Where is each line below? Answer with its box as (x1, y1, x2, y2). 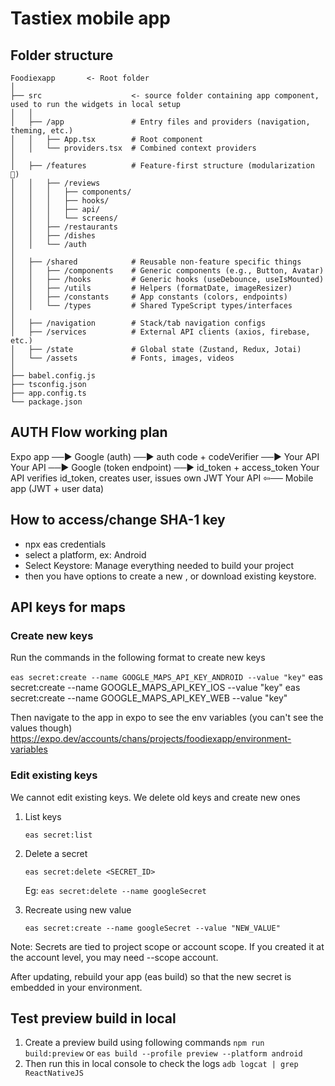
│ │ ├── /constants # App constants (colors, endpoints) (10, 292, 288, 302)
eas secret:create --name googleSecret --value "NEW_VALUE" (24, 923, 281, 933)
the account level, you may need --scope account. (10, 951, 219, 963)
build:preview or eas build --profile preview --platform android (24, 1047, 303, 1059)
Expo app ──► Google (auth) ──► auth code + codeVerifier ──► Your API (10, 450, 320, 462)
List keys (24, 810, 62, 822)
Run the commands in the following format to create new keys (10, 652, 266, 664)
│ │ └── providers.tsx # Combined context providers (10, 143, 257, 153)
